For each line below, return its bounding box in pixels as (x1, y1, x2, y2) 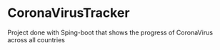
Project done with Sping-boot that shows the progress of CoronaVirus (7, 28, 213, 37)
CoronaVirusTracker (7, 5, 130, 21)
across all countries (7, 35, 66, 44)
